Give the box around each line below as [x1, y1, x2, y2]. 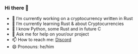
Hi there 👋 [4, 4, 29, 11]
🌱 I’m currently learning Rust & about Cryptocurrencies [11, 21, 124, 27]
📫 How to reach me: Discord [11, 37, 71, 43]
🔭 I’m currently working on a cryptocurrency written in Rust [11, 16, 133, 22]
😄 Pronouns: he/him [11, 44, 54, 50]
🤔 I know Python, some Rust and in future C [11, 26, 101, 32]
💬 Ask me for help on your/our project [11, 31, 89, 37]
